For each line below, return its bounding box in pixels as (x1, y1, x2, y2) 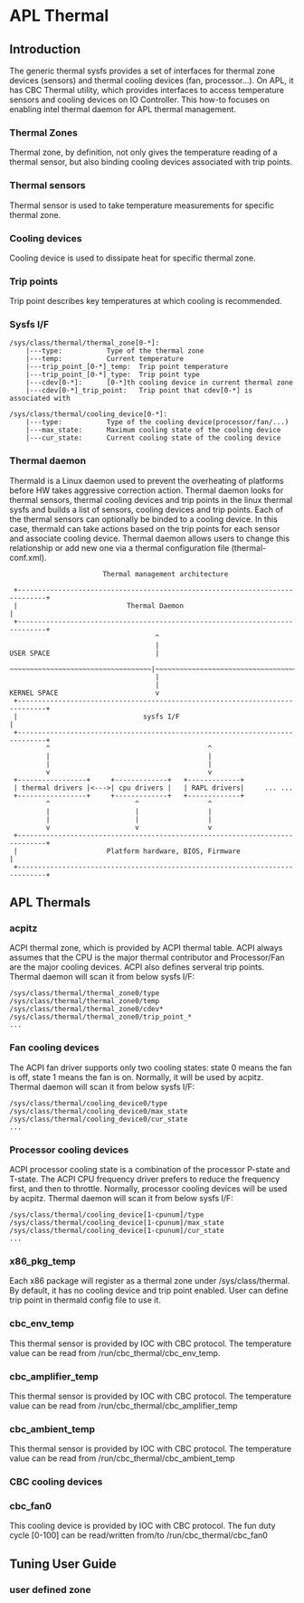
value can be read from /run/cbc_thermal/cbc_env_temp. (9, 1347, 221, 1358)
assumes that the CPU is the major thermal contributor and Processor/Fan (9, 952, 285, 963)
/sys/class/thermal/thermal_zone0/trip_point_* (9, 1012, 193, 1022)
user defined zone (9, 1583, 91, 1596)
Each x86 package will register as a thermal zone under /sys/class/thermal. (9, 1276, 290, 1286)
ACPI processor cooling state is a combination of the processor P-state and (9, 1164, 291, 1175)
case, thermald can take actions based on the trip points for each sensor (9, 523, 280, 534)
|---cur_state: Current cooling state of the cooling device (25, 433, 281, 443)
